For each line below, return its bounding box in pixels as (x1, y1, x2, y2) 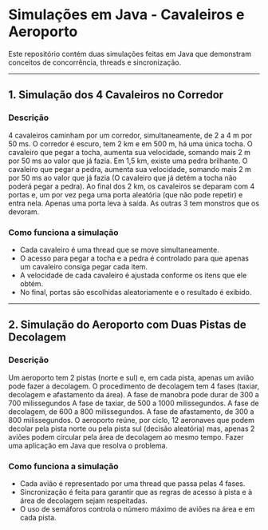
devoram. (8, 206, 40, 217)
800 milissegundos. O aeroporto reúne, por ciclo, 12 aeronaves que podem (8, 415, 255, 424)
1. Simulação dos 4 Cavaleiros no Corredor (8, 88, 224, 102)
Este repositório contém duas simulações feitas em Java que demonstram (8, 49, 251, 58)
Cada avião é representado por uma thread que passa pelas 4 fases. (19, 478, 246, 488)
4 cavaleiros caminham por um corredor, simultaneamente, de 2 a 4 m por (8, 130, 253, 140)
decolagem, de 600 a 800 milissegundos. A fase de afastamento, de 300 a (8, 406, 254, 416)
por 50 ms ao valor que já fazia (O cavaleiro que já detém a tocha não (8, 173, 238, 182)
